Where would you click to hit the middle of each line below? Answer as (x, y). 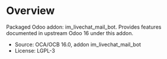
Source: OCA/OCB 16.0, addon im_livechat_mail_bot (78, 44)
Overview (30, 11)
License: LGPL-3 (35, 50)
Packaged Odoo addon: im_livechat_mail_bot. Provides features (84, 27)
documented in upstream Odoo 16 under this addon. (70, 33)
